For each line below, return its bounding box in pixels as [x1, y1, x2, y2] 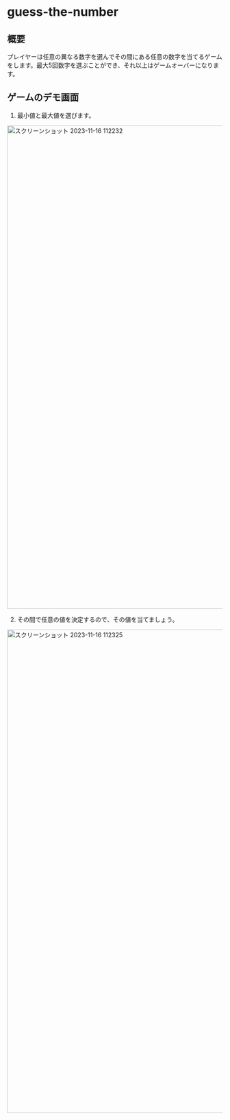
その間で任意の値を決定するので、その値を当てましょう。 [16, 615, 179, 623]
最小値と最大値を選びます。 [16, 111, 95, 119]
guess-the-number [7, 4, 118, 20]
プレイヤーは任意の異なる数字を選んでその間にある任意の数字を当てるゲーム [7, 53, 222, 60]
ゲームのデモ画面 [7, 92, 79, 104]
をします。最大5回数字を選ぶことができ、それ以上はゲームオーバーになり [7, 61, 214, 69]
